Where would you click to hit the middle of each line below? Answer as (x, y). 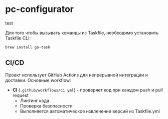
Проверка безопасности (46, 105)
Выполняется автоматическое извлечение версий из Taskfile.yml (90, 111)
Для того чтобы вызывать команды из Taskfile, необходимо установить (82, 32)
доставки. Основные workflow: (38, 80)
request (20, 95)
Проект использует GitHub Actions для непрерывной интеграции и (76, 75)
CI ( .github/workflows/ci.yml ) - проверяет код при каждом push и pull (88, 90)
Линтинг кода (34, 100)
